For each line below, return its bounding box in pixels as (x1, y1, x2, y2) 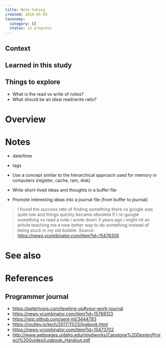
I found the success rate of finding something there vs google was (17, 206, 153, 212)
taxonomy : (5, 16, 26, 21)
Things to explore (5, 78, 60, 86)
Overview (5, 114, 46, 125)
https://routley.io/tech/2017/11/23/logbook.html (12, 321, 108, 328)
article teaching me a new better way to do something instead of (17, 222, 150, 228)
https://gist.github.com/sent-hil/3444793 (12, 316, 97, 322)
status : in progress (9, 26, 52, 31)
